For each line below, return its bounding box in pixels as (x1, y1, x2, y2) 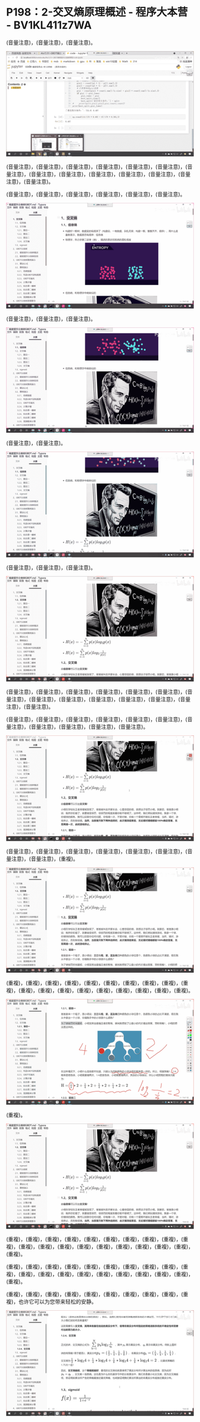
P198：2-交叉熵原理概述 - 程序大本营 (6, 5, 188, 19)
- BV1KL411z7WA (6, 18, 92, 32)
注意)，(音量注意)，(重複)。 (11, 855, 79, 862)
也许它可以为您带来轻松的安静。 (18, 1298, 97, 1305)
